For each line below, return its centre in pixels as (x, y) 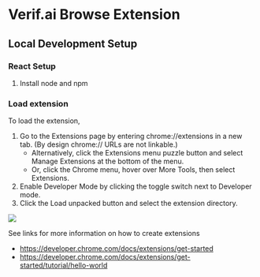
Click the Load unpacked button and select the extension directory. (128, 204)
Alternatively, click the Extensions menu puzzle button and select (137, 153)
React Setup (32, 66)
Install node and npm (54, 83)
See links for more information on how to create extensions (104, 234)
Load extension (38, 103)
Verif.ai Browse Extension (94, 15)
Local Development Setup (73, 44)
